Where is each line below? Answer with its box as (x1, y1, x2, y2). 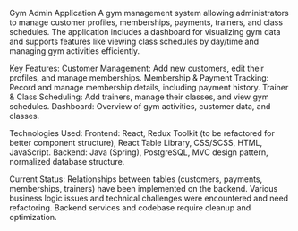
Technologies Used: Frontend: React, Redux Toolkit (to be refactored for (9, 128, 275, 138)
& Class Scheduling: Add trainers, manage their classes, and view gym (9, 91, 269, 102)
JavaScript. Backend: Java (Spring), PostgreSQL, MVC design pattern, (9, 147, 268, 158)
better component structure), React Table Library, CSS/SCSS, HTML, (9, 138, 263, 148)
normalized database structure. (9, 157, 125, 167)
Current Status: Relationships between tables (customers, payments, (9, 174, 263, 184)
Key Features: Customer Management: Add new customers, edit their (9, 63, 265, 73)
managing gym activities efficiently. (9, 46, 140, 56)
